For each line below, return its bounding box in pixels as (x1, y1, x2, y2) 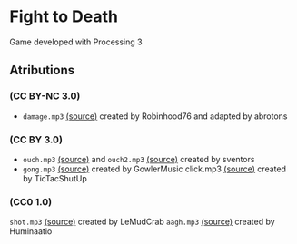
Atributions (9, 63, 75, 78)
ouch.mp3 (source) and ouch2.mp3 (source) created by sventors (22, 153, 255, 164)
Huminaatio (9, 226, 53, 237)
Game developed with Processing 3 (9, 36, 143, 47)
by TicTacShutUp (22, 172, 88, 183)
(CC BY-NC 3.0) (9, 90, 81, 102)
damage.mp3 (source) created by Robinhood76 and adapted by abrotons (22, 111, 288, 122)
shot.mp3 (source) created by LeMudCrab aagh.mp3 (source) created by (9, 216, 275, 228)
